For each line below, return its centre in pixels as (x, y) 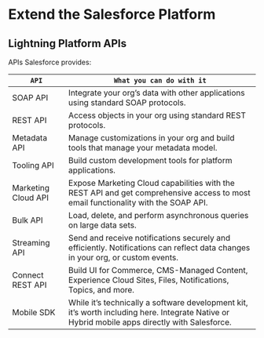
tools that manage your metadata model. (143, 148)
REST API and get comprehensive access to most (159, 193)
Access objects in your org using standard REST (157, 115)
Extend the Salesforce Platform (112, 15)
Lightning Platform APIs (68, 44)
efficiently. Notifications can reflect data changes (159, 247)
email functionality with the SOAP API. (138, 203)
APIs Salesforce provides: (50, 62)
